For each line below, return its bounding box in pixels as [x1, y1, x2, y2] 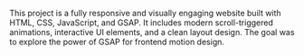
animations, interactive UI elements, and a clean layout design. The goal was [9, 27, 295, 37]
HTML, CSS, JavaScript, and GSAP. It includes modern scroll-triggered [9, 17, 274, 28]
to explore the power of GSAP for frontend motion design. [9, 36, 224, 47]
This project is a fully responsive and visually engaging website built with [9, 8, 282, 18]
